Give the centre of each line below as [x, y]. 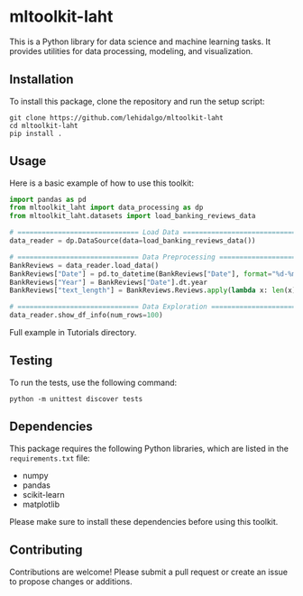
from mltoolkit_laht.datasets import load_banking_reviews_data [133, 216]
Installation [41, 80]
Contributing [46, 550]
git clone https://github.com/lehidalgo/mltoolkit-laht [116, 118]
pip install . [36, 133]
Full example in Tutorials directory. [73, 333]
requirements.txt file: [50, 458]
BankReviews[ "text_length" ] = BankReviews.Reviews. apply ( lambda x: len [147, 290]
